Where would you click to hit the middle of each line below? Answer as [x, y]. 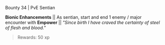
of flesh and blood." [25, 28]
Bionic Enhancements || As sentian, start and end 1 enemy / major [74, 17]
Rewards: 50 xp [33, 37]
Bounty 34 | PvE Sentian [30, 8]
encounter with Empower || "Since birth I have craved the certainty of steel [83, 22]
